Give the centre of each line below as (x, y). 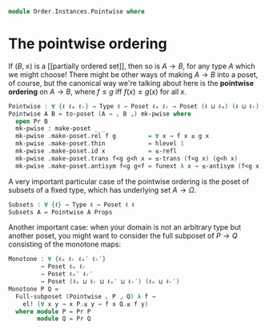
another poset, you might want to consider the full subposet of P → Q (123, 236)
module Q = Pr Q (64, 319)
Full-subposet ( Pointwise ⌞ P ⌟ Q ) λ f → (86, 296)
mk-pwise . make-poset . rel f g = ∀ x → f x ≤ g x (112, 136)
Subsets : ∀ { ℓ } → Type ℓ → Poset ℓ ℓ (72, 205)
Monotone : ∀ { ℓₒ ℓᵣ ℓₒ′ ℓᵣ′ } (57, 259)
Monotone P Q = (34, 289)
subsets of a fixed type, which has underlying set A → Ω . (102, 189)
